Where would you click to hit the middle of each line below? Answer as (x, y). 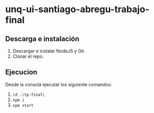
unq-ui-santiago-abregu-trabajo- (78, 9)
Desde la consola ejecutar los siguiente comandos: (59, 84)
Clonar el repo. (28, 56)
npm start (23, 105)
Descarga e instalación (42, 39)
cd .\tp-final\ (29, 95)
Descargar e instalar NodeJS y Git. (49, 51)
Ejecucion (21, 72)
